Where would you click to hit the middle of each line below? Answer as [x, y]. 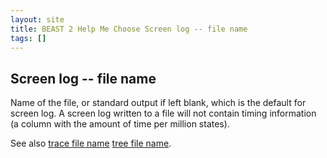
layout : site [37, 19]
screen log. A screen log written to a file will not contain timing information [163, 113]
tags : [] [28, 38]
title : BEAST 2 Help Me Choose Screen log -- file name [129, 29]
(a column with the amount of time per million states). [120, 124]
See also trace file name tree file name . [91, 143]
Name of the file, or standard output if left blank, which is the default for [158, 103]
